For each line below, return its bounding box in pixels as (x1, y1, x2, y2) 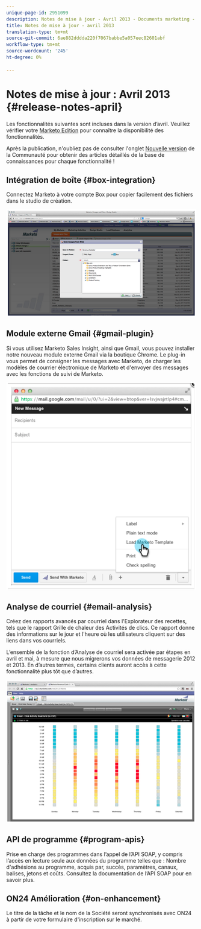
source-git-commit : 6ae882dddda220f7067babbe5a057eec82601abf (6, 35, 165, 42)
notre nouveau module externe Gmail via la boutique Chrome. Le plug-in (6, 350, 185, 358)
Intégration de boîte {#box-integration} (6, 175, 156, 185)
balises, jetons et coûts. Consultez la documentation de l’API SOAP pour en (6, 869, 192, 877)
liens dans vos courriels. (6, 637, 67, 644)
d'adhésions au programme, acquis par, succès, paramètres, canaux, (6, 863, 178, 870)
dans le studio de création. (6, 197, 72, 205)
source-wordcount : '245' (6, 48, 69, 54)
